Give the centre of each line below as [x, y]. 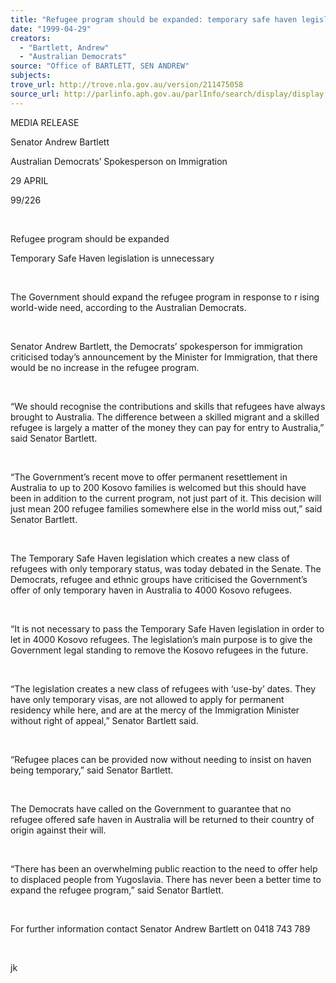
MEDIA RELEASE [45, 122]
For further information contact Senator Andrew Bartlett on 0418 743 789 [160, 928]
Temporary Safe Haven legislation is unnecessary [112, 258]
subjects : [31, 76]
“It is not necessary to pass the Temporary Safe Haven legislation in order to [167, 628]
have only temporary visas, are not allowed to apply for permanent [147, 699]
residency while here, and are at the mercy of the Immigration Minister [155, 710]
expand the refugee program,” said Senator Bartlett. [117, 890]
